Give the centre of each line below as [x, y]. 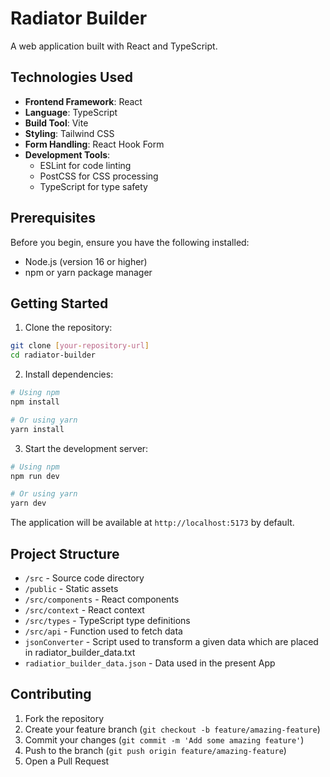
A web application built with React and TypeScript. [114, 46]
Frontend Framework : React [83, 101]
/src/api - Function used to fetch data [103, 631]
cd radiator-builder [53, 355]
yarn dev [28, 503]
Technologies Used [71, 77]
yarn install [37, 429]
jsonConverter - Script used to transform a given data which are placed [171, 641]
